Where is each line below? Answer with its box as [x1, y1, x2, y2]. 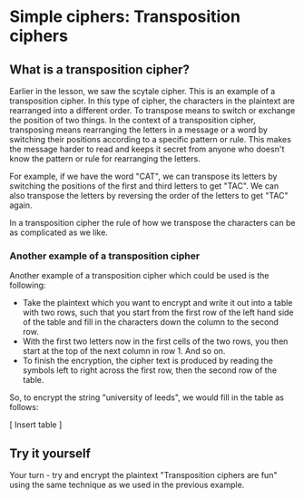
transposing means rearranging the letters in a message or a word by [9, 124, 268, 135]
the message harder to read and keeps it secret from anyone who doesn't [9, 143, 285, 154]
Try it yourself [9, 445, 91, 461]
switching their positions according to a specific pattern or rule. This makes [9, 134, 292, 144]
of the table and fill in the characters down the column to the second [22, 317, 279, 328]
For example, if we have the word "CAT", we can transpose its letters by [9, 171, 278, 181]
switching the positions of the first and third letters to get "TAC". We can [9, 181, 279, 191]
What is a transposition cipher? [9, 62, 191, 77]
